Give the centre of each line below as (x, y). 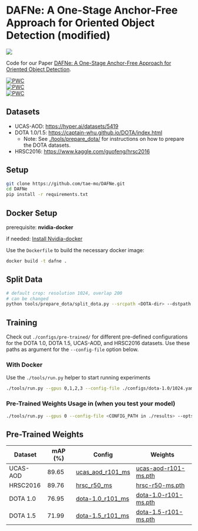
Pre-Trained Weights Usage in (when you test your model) (91, 404)
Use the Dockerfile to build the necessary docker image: (75, 250)
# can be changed (27, 299)
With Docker (24, 365)
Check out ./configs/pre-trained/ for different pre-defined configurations (97, 337)
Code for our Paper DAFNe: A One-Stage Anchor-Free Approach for (89, 63)
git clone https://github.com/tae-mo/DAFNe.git (66, 184)
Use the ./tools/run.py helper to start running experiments (78, 378)
